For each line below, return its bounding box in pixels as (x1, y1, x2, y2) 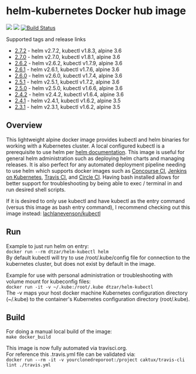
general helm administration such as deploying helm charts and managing (6, 155, 185, 162)
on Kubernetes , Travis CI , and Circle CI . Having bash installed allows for (6, 173, 180, 181)
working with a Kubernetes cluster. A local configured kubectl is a (6, 142, 165, 149)
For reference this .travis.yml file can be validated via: (6, 351, 136, 358)
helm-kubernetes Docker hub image (6, 4, 187, 18)
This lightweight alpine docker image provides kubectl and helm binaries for (6, 136, 190, 143)
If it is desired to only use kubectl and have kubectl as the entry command (6, 197, 185, 204)
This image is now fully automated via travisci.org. (6, 345, 127, 352)
